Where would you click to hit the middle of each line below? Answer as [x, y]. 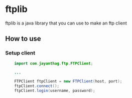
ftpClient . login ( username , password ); [55, 91]
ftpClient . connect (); [37, 86]
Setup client [20, 53]
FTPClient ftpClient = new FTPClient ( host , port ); [68, 81]
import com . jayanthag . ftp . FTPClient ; [54, 63]
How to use [23, 39]
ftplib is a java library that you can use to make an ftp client [66, 23]
